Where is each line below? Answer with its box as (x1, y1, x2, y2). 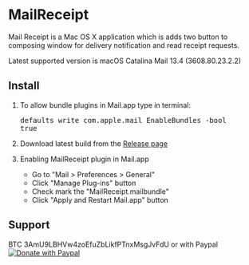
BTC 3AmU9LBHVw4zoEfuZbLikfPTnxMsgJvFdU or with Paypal (8, 239, 218, 249)
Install (8, 79, 40, 93)
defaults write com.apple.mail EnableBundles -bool (19, 116, 227, 125)
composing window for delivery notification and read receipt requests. (8, 40, 239, 49)
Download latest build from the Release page (19, 138, 168, 148)
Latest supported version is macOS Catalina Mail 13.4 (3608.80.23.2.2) (8, 56, 242, 65)
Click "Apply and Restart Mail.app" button (31, 195, 169, 204)
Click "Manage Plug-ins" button (31, 178, 136, 188)
